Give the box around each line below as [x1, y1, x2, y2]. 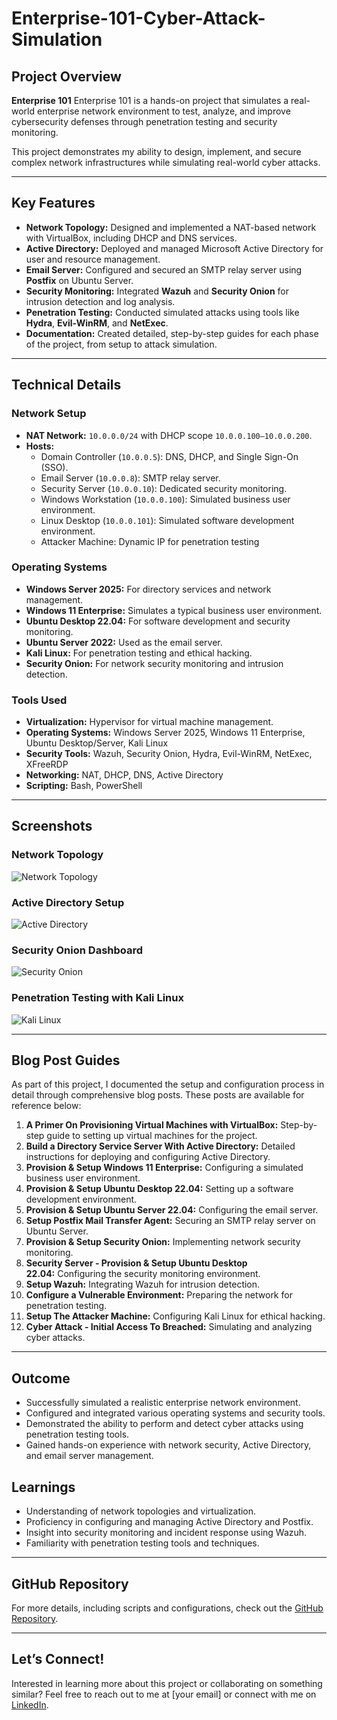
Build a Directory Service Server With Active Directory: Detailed [25, 1140, 296, 1152]
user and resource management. [25, 253, 161, 265]
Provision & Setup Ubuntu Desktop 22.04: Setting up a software [25, 1183, 294, 1195]
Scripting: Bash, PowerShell [25, 780, 143, 792]
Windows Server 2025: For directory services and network [25, 583, 272, 595]
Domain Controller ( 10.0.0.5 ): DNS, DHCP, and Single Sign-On [40, 450, 299, 462]
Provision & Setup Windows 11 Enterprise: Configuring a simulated [25, 1162, 304, 1174]
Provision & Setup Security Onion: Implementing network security [25, 1236, 301, 1248]
